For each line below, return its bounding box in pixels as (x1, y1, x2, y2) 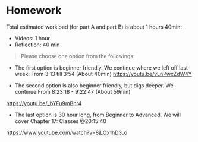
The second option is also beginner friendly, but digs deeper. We (14, 81, 174, 89)
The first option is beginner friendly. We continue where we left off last (14, 64, 188, 71)
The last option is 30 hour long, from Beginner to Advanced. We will (14, 111, 181, 118)
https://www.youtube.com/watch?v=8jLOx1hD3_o (6, 129, 128, 136)
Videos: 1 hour (14, 34, 51, 42)
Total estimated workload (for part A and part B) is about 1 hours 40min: (6, 23, 183, 30)
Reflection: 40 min (14, 41, 60, 48)
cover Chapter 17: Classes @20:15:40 (14, 117, 107, 125)
